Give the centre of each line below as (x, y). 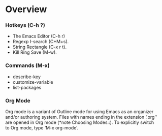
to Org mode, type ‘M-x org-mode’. (42, 128)
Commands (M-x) (27, 65)
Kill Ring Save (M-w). (35, 52)
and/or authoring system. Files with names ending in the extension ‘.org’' (81, 117)
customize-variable (33, 82)
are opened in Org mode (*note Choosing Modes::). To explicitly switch (80, 122)
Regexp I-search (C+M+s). (41, 42)
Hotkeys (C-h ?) (25, 25)
